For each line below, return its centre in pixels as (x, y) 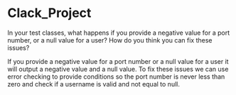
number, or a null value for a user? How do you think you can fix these (110, 40)
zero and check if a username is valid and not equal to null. (93, 84)
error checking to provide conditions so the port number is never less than (116, 77)
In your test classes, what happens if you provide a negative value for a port (119, 33)
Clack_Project (49, 13)
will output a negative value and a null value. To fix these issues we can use (118, 69)
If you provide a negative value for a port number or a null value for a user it (118, 61)
